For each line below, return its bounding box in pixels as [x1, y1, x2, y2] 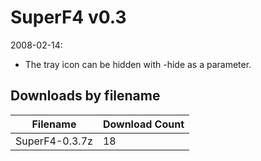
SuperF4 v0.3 [10, 6, 127, 29]
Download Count [102, 117, 185, 131]
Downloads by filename [10, 87, 161, 105]
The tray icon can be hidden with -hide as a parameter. [24, 58, 252, 70]
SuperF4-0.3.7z [15, 134, 93, 148]
